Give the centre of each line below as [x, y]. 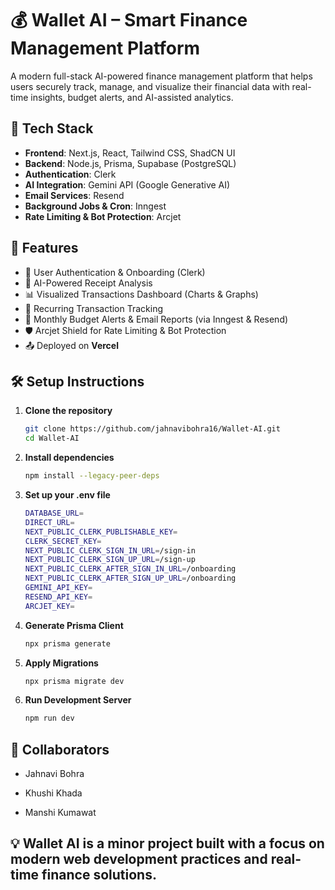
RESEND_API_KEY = [58, 597]
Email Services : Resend [74, 195]
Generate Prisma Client [74, 625]
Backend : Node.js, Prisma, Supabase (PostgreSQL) [130, 163]
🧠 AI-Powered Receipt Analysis [88, 283]
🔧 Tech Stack [52, 128]
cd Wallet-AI [52, 438]
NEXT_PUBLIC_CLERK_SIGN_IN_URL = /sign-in [110, 550]
